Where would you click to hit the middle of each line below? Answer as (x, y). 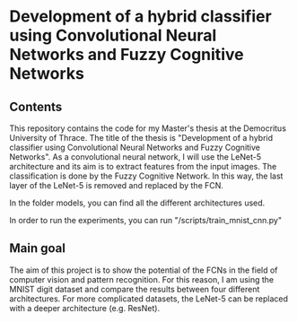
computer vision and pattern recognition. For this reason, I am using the (142, 279)
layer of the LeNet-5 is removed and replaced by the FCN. (117, 185)
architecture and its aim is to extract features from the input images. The (143, 166)
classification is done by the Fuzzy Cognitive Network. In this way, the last (146, 176)
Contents (36, 106)
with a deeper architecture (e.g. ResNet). (84, 308)
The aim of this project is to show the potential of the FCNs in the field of (144, 270)
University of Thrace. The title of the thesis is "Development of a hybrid (141, 138)
